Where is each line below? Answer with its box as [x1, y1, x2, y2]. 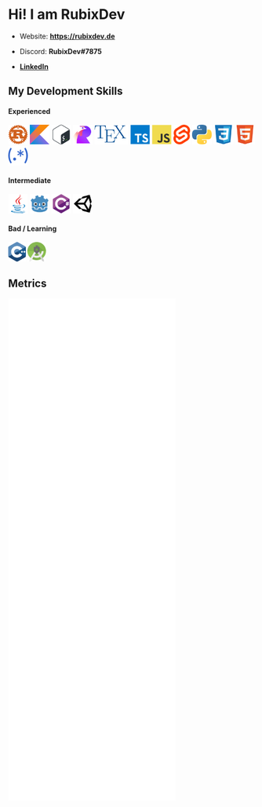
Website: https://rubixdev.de [19, 31, 115, 41]
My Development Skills [8, 85, 123, 98]
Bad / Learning [8, 224, 57, 233]
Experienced [8, 106, 51, 115]
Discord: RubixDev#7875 [19, 46, 102, 56]
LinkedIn [19, 61, 49, 71]
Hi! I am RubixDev [8, 5, 126, 24]
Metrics [8, 277, 47, 290]
